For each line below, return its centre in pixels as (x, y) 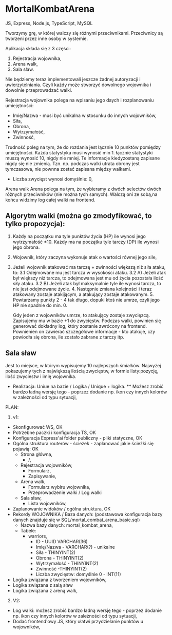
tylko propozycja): (35, 224)
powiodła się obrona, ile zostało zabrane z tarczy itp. (69, 337)
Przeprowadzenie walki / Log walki (65, 492)
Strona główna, (36, 454)
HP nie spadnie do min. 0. (40, 305)
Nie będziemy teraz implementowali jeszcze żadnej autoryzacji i (73, 79)
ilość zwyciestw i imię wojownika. (41, 376)
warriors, (38, 536)
